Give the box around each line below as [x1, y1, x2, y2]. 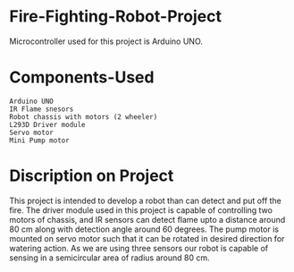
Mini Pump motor [9, 136, 70, 145]
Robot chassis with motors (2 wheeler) [9, 112, 158, 122]
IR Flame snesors [9, 105, 74, 114]
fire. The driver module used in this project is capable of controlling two [9, 204, 273, 216]
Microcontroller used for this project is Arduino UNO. [9, 36, 204, 47]
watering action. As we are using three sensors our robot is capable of [9, 242, 269, 253]
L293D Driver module [9, 120, 87, 129]
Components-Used [9, 67, 155, 88]
